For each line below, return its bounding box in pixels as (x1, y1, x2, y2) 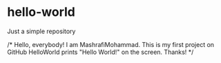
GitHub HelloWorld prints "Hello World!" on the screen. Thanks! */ (7, 48, 194, 56)
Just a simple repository (7, 27, 76, 35)
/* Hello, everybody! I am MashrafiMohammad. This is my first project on (7, 40, 215, 48)
